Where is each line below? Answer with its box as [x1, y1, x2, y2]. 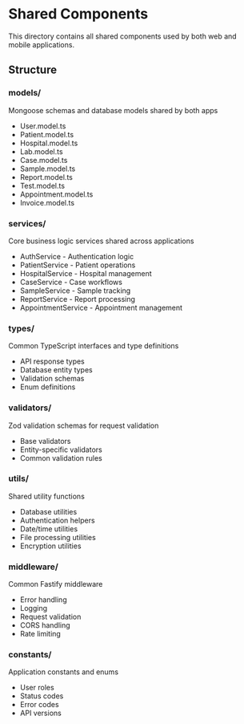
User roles [19, 683, 54, 693]
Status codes [19, 691, 64, 701]
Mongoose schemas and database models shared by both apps [8, 105, 218, 115]
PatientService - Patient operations [19, 260, 136, 270]
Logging [19, 604, 48, 613]
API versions [19, 708, 62, 718]
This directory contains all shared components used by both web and [8, 31, 238, 41]
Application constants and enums [8, 667, 118, 677]
